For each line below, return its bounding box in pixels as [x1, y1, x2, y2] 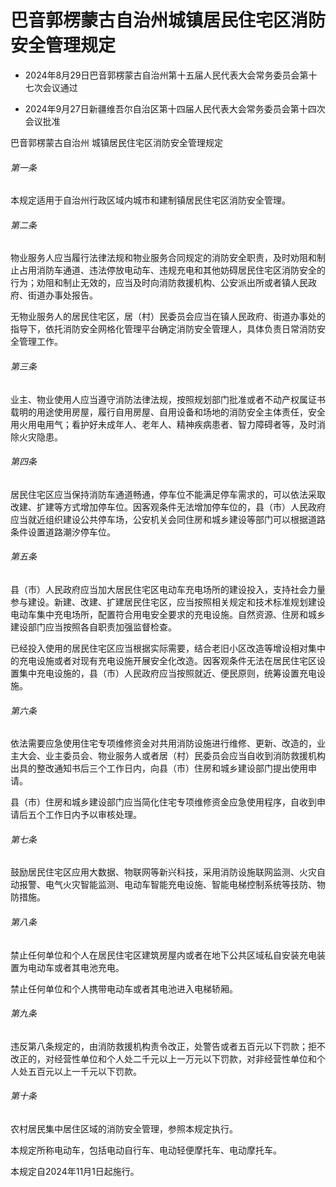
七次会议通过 [24, 81, 78, 93]
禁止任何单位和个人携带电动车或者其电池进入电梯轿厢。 [10, 982, 238, 995]
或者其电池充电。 [53, 961, 125, 973]
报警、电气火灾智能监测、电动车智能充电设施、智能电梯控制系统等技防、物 [18, 879, 326, 891]
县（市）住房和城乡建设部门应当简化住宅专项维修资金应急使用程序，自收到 [10, 796, 317, 808]
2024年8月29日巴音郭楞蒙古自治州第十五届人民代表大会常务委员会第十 [24, 69, 318, 81]
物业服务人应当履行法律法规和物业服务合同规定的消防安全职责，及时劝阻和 [10, 252, 317, 264]
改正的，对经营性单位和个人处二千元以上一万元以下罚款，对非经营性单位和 [10, 1052, 317, 1065]
